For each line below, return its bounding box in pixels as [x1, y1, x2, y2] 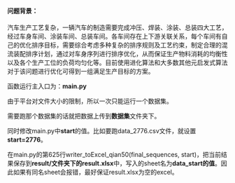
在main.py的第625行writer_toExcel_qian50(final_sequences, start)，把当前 [7, 151, 222, 159]
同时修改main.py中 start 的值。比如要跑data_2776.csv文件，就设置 [7, 127, 197, 135]
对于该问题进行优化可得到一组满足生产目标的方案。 [7, 67, 155, 76]
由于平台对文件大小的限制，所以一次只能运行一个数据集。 [7, 97, 173, 105]
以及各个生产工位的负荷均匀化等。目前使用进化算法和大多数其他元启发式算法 [7, 58, 228, 67]
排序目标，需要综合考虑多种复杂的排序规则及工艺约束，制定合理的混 [31, 41, 228, 49]
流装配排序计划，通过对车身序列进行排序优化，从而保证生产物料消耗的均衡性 [7, 50, 228, 58]
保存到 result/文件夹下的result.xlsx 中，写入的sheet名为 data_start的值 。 [13, 159, 222, 168]
